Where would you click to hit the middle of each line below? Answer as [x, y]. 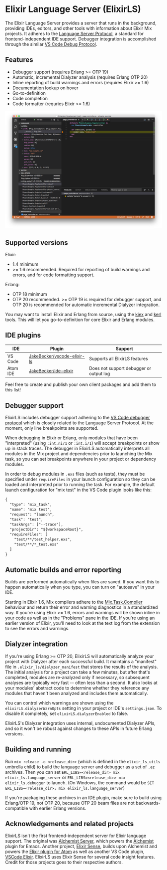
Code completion [30, 98]
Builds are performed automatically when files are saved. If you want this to [83, 581]
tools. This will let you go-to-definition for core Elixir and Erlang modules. [80, 320]
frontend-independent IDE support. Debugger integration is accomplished [81, 39]
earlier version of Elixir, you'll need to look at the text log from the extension [83, 623]
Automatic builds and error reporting [63, 570]
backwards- [148, 803]
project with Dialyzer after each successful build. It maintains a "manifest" [81, 661]
